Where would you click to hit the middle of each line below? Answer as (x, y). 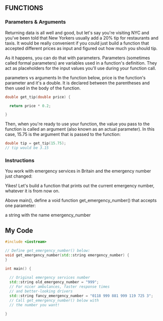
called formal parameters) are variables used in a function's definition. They (81, 63)
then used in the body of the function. (43, 88)
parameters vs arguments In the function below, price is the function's (75, 77)
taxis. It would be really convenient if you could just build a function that (77, 43)
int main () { (18, 269)
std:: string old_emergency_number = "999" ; (54, 282)
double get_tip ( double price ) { (38, 97)
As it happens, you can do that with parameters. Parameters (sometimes (78, 58)
